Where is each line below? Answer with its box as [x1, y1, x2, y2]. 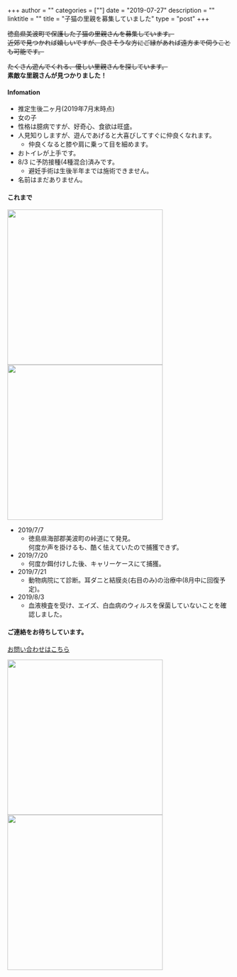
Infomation [7, 88, 40, 96]
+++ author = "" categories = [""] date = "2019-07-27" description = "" [7, 6, 215, 14]
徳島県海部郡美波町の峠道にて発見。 [28, 534, 135, 543]
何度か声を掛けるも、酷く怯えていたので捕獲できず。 [28, 543, 183, 552]
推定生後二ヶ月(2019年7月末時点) [17, 104, 115, 113]
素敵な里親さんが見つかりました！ [7, 71, 107, 79]
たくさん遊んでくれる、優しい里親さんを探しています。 [7, 62, 168, 70]
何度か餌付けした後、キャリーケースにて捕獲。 [28, 560, 165, 568]
